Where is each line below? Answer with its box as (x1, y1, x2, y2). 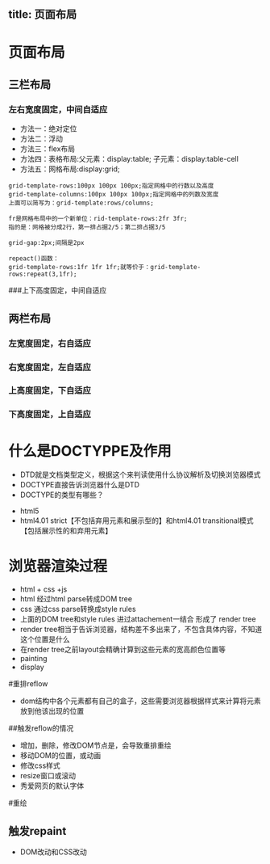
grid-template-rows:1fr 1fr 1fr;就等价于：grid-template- (8, 263, 201, 272)
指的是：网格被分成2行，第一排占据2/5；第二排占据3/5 (8, 223, 166, 232)
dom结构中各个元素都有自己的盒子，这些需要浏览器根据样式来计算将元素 (19, 696, 262, 706)
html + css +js (19, 584, 68, 594)
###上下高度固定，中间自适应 (8, 285, 107, 295)
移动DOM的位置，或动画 (19, 751, 102, 761)
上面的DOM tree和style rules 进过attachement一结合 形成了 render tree (19, 614, 256, 624)
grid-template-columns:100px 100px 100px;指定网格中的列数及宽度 (8, 191, 219, 199)
